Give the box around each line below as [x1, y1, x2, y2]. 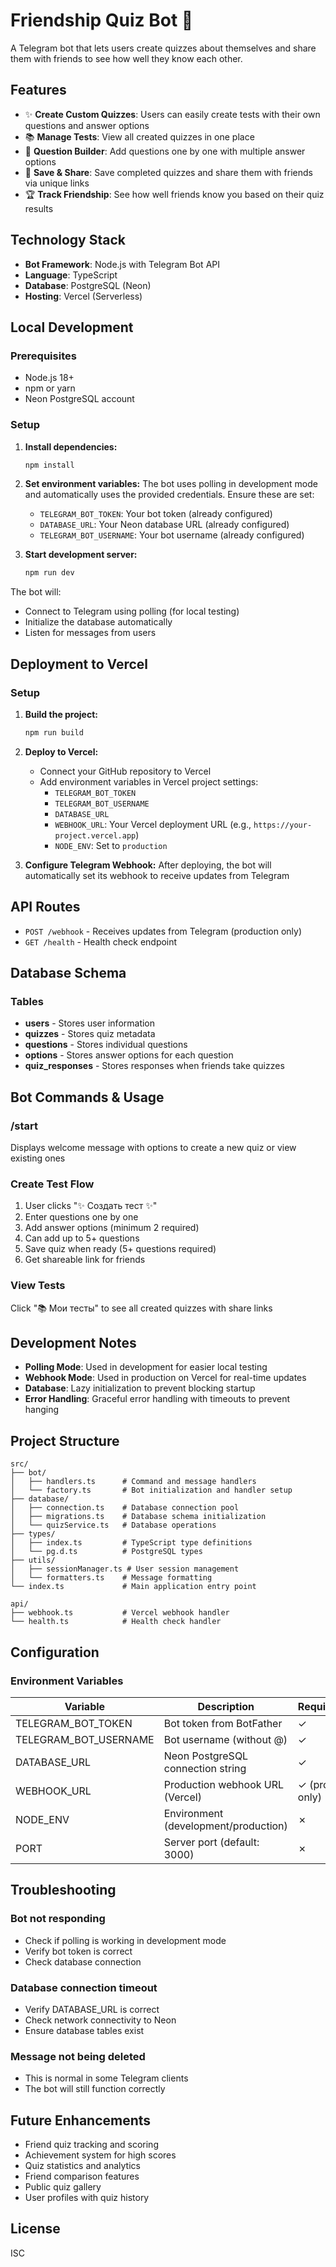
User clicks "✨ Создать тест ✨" [24, 1200, 158, 1212]
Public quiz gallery [24, 2181, 102, 2193]
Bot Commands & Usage [10, 1089, 165, 1106]
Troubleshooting [10, 1882, 117, 1899]
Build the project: [24, 708, 98, 720]
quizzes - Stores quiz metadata [24, 1028, 156, 1040]
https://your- [253, 820, 313, 830]
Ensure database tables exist [24, 2024, 145, 2036]
